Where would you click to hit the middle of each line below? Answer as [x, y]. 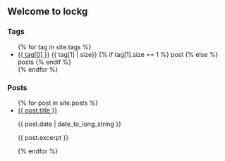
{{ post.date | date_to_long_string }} [69, 124]
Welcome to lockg [48, 12]
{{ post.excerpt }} [43, 137]
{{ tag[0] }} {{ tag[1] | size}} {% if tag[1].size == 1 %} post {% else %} [118, 54]
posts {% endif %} [44, 62]
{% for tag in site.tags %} [54, 47]
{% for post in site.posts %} [58, 103]
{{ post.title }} [37, 110]
